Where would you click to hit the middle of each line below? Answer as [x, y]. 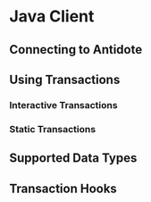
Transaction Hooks [63, 188]
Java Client [52, 17]
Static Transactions [53, 129]
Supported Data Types [73, 158]
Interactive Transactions [63, 105]
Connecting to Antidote [76, 50]
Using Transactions [65, 79]
